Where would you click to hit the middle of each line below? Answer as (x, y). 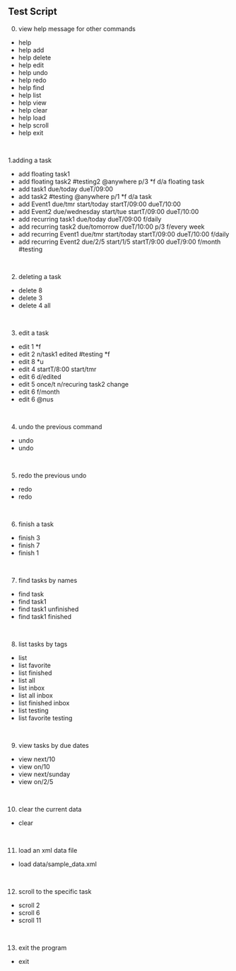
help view (32, 103)
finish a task (36, 524)
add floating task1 (44, 174)
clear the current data (50, 809)
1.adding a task (30, 160)
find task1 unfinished (48, 609)
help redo (32, 80)
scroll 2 (29, 905)
